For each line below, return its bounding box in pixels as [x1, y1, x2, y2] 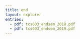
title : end [5, 7, 28, 13]
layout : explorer [5, 12, 42, 17]
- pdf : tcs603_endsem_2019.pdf [10, 26, 75, 31]
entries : [5, 17, 24, 22]
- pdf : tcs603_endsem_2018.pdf [10, 21, 75, 27]
